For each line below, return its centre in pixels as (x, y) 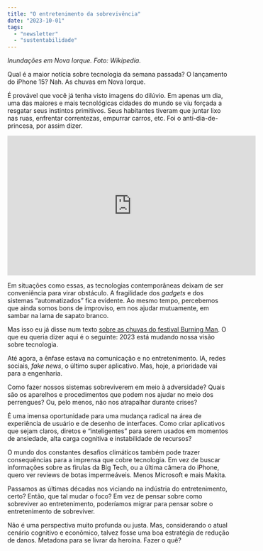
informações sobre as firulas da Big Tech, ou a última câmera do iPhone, (113, 468)
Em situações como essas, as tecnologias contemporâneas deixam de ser (116, 285)
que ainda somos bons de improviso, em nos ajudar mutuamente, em (108, 308)
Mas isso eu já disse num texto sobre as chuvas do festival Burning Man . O (117, 329)
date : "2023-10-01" (36, 21)
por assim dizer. (60, 126)
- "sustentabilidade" (46, 40)
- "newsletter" (36, 34)
